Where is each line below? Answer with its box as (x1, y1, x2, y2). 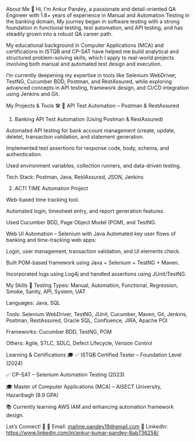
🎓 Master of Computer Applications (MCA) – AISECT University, (6, 383, 162, 390)
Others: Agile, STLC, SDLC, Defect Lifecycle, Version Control (6, 340, 152, 347)
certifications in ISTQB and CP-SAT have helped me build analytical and (6, 48, 179, 55)
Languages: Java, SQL (6, 299, 60, 306)
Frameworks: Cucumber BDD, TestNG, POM (6, 328, 112, 335)
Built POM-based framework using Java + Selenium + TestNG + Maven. (6, 259, 180, 266)
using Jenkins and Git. (6, 91, 60, 97)
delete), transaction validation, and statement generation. (6, 133, 145, 140)
